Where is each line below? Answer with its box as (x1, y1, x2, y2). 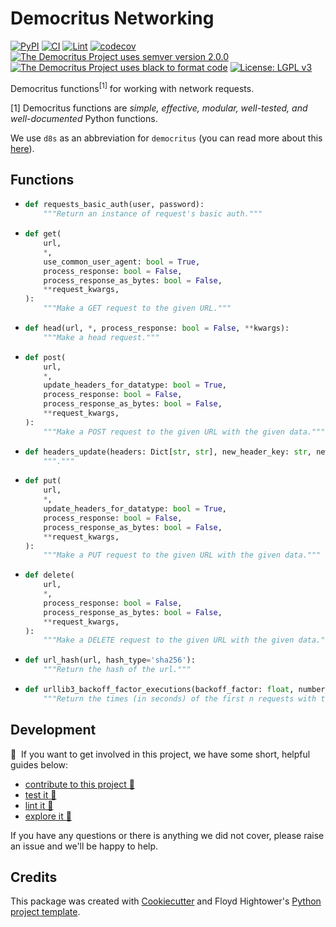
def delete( (24, 570, 75, 581)
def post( (24, 352, 67, 362)
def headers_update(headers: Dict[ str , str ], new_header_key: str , (24, 447, 313, 457)
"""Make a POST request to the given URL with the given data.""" (43, 427, 326, 437)
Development (10, 722, 97, 739)
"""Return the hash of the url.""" (43, 665, 192, 675)
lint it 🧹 (24, 799, 54, 811)
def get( (24, 229, 62, 239)
